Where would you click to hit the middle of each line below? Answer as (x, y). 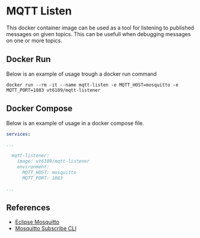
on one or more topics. (34, 40)
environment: (33, 167)
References (28, 208)
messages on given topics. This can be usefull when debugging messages (98, 34)
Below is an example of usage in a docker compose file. (75, 123)
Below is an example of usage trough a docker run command (82, 74)
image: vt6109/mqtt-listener (53, 161)
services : (19, 134)
